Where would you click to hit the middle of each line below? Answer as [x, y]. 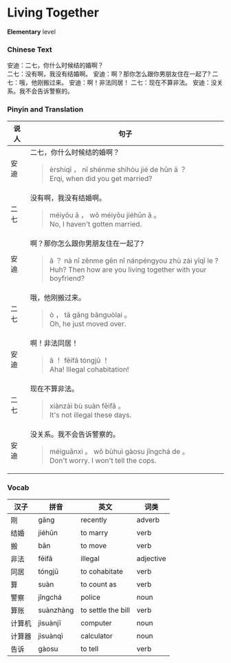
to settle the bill [105, 610]
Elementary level [32, 32]
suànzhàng [56, 610]
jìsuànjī [49, 622]
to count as [98, 584]
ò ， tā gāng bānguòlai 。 [90, 314]
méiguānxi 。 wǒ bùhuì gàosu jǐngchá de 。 [119, 451]
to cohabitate [102, 571]
